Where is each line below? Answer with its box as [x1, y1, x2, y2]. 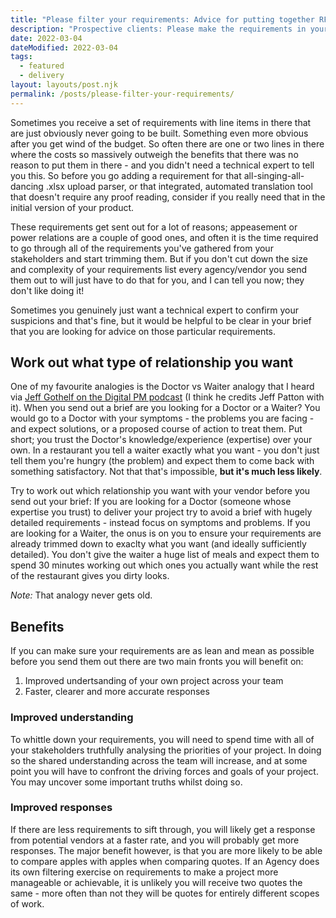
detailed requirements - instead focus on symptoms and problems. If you [10, 517, 311, 529]
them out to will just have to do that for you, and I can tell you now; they [10, 274, 305, 286]
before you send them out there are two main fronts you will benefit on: [10, 656, 304, 668]
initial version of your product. [10, 201, 135, 213]
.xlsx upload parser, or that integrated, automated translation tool [45, 180, 313, 192]
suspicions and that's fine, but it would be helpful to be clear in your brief [10, 314, 312, 326]
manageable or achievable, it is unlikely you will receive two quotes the [10, 876, 303, 888]
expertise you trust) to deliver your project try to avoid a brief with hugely [10, 506, 313, 518]
